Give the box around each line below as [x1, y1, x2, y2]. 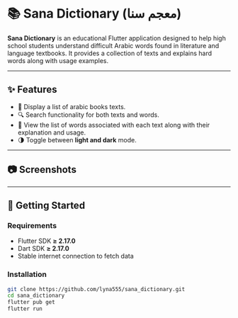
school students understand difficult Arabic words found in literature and [7, 41, 220, 50]
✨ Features [7, 84, 57, 96]
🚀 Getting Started [7, 199, 86, 211]
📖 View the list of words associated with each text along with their [17, 120, 210, 129]
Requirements [7, 220, 57, 230]
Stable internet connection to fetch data [17, 252, 135, 261]
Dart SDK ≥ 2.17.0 [17, 244, 69, 253]
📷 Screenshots [7, 164, 76, 176]
